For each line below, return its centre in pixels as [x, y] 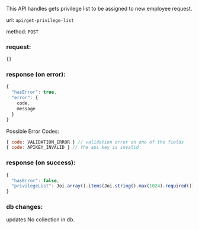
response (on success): [41, 163]
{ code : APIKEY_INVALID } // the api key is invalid [73, 148]
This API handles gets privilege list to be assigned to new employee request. [99, 9]
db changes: [25, 207]
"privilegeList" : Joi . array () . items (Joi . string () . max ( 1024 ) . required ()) [103, 186]
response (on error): [36, 75]
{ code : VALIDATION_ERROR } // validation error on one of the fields [95, 142]
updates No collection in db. [41, 220]
